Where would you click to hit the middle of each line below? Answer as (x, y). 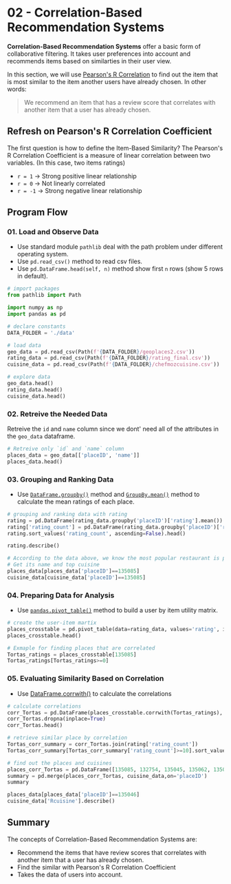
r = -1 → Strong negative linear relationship (79, 190)
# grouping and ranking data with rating (67, 514)
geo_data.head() (30, 384)
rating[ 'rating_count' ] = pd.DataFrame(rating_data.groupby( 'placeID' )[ (113, 527)
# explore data (29, 377)
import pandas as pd (37, 314)
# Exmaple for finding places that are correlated (81, 648)
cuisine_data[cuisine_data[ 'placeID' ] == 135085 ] (77, 577)
